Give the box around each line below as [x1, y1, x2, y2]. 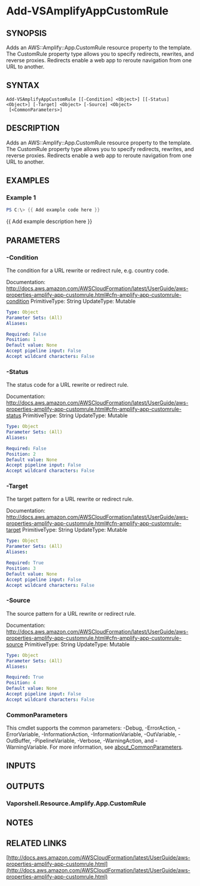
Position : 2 [6, 451, 36, 457]
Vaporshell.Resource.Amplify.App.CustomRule [6, 799, 146, 807]
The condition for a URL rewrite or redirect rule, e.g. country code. [6, 267, 170, 274]
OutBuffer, [6, 737, 32, 745]
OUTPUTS [6, 781, 45, 791]
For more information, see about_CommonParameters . [50, 743, 183, 751]
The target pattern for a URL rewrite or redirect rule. [6, 496, 134, 503]
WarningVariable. [6, 743, 49, 751]
